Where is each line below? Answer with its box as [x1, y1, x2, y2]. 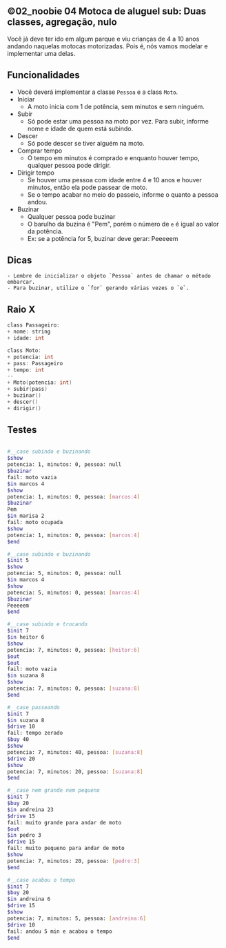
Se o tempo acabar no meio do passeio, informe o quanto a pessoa [27, 190, 218, 199]
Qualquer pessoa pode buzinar [27, 212, 116, 220]
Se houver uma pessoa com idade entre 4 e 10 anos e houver [27, 175, 202, 184]
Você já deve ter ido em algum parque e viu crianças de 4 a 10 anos [7, 35, 200, 43]
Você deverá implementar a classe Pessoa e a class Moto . [17, 88, 178, 96]
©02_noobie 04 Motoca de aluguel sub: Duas [7, 6, 207, 17]
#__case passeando [7, 704, 60, 710]
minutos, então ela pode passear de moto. [27, 183, 148, 191]
